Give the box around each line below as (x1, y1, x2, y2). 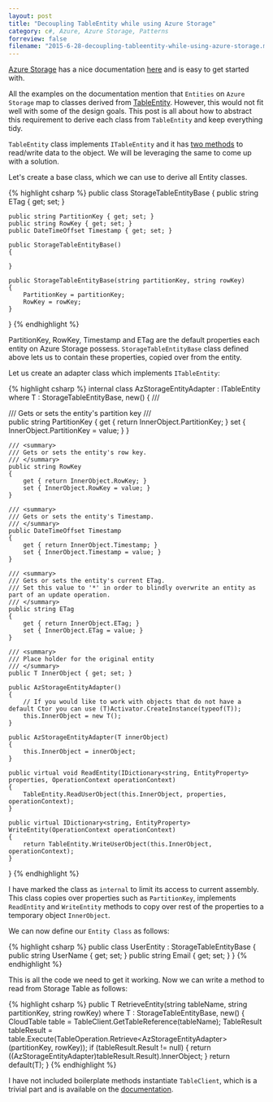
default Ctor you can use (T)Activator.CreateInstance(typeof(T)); (8, 705, 242, 713)
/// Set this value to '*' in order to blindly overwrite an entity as (8, 584, 256, 593)
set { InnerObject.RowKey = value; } (23, 484, 151, 492)
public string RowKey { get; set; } (8, 220, 132, 228)
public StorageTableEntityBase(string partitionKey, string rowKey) (8, 277, 245, 285)
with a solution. (8, 156, 59, 167)
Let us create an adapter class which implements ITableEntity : (8, 368, 221, 378)
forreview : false (8, 34, 67, 43)
